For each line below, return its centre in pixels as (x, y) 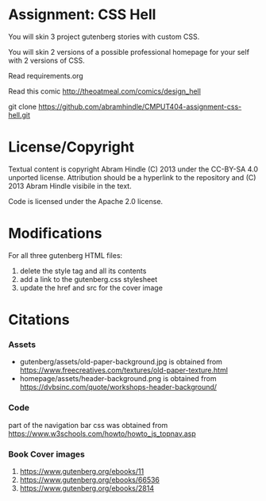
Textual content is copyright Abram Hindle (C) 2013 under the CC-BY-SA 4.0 (133, 169)
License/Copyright (71, 147)
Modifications (55, 234)
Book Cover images (46, 454)
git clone (23, 106)
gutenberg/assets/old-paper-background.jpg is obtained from (121, 362)
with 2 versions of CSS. (46, 60)
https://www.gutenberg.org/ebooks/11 (82, 471)
